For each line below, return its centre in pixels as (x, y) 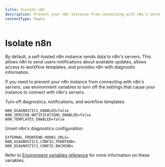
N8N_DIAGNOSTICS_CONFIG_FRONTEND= (41, 142)
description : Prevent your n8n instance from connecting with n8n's (77, 14)
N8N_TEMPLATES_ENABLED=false (35, 119)
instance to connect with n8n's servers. (45, 92)
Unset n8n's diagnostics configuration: (44, 129)
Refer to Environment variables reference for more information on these (77, 155)
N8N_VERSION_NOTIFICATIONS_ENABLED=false (48, 115)
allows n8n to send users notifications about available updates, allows (76, 62)
